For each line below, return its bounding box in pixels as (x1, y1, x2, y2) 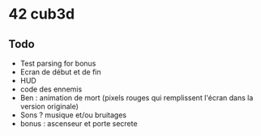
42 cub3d (8, 5, 75, 23)
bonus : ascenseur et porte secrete (19, 119, 138, 128)
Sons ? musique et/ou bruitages (19, 110, 127, 120)
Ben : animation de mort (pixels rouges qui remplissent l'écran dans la (19, 93, 254, 102)
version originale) (19, 102, 79, 111)
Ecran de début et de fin (19, 67, 101, 77)
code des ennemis (19, 84, 83, 94)
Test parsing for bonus (19, 58, 96, 68)
